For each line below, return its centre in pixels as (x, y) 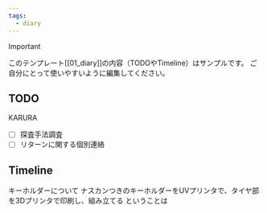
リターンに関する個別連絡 (62, 145)
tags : (17, 16)
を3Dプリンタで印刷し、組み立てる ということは (88, 201)
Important (25, 46)
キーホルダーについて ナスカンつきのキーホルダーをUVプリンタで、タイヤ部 (134, 190)
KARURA (23, 118)
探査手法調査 (41, 134)
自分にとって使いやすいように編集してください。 (89, 72)
